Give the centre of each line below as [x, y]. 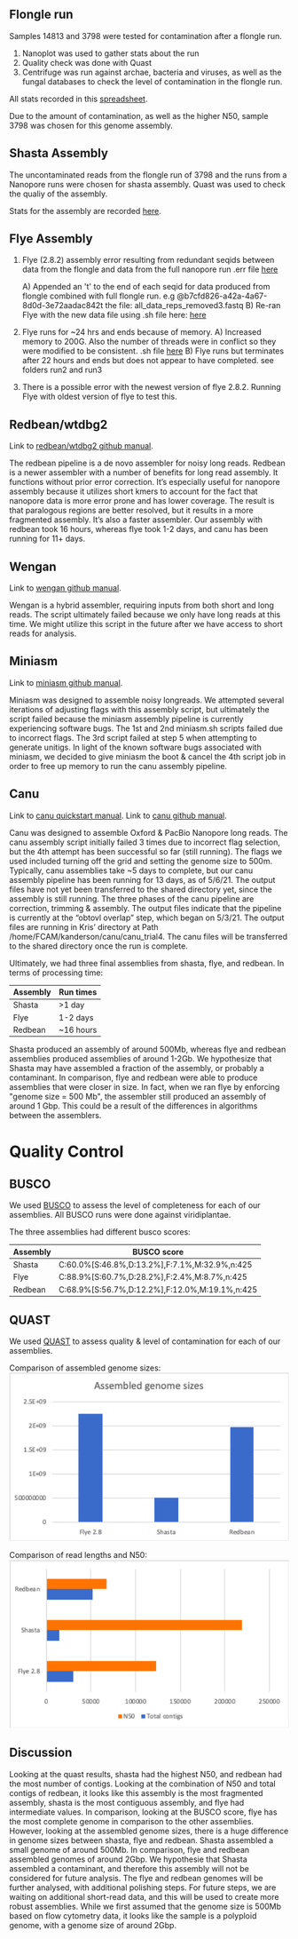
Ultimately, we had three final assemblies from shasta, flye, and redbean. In [147, 963]
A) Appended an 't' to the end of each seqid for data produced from [146, 287]
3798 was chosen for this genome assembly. [91, 125]
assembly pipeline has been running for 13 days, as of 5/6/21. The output [142, 879]
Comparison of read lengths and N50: [78, 1554]
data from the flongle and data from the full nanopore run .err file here [150, 269]
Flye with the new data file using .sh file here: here [114, 315]
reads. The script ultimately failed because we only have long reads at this [145, 615]
